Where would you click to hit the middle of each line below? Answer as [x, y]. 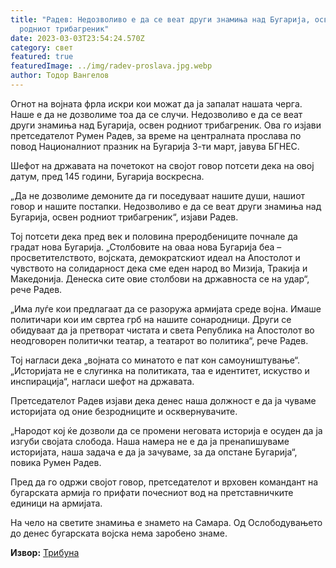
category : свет [42, 47]
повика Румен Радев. [56, 462]
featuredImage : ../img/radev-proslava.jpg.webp [111, 66]
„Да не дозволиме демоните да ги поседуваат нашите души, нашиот [158, 195]
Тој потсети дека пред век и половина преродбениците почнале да [154, 236]
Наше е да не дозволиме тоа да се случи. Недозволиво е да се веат [156, 114]
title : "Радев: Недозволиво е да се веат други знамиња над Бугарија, [160, 19]
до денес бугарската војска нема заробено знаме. [119, 533]
